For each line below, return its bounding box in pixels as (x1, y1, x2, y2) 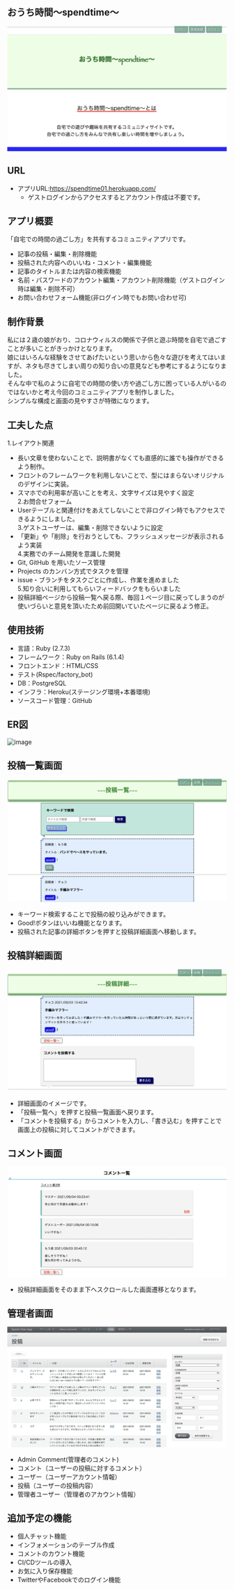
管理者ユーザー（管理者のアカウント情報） (17, 1490, 140, 1498)
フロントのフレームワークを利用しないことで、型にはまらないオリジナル (17, 471, 225, 479)
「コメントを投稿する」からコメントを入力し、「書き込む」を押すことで (17, 1116, 222, 1125)
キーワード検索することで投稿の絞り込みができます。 (17, 909, 169, 918)
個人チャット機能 (17, 1532, 67, 1540)
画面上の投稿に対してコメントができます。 (17, 1125, 139, 1133)
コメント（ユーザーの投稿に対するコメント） (17, 1464, 146, 1472)
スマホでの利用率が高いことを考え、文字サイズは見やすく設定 (17, 489, 194, 497)
